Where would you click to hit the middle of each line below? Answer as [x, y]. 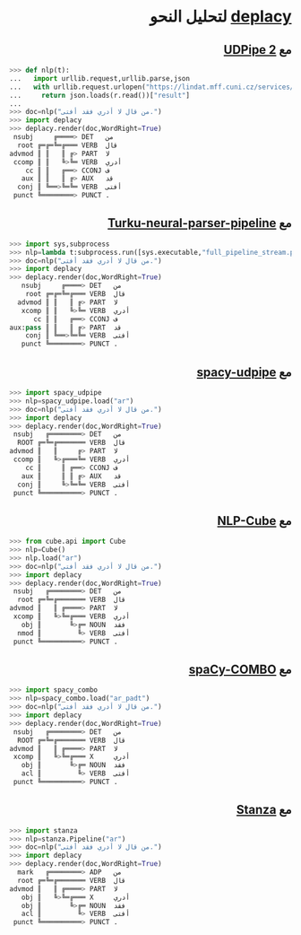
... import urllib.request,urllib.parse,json [100, 78]
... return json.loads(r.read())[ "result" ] [100, 95]
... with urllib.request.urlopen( [77, 87]
